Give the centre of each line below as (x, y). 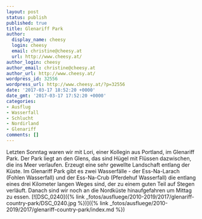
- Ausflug (19, 107)
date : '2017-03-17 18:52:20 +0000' (51, 90)
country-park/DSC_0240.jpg (41, 203)
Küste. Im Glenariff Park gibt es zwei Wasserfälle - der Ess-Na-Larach (93, 171)
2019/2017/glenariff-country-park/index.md (60, 209)
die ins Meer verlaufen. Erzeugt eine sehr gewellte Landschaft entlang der (98, 165)
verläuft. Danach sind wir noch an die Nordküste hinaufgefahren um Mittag (99, 190)
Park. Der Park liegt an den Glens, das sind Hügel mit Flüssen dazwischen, (99, 158)
